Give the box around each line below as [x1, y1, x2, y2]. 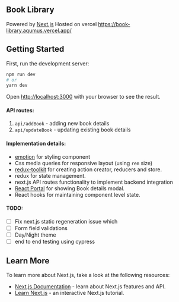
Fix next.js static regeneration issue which [14, 218, 118, 225]
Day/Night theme [14, 231, 56, 238]
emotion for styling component [14, 153, 91, 160]
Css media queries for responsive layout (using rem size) [14, 159, 153, 166]
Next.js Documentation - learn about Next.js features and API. [14, 282, 166, 290]
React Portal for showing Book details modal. [14, 184, 125, 192]
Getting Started [6, 44, 65, 54]
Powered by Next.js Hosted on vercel [6, 20, 97, 27]
